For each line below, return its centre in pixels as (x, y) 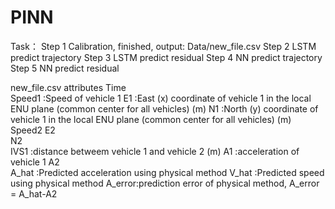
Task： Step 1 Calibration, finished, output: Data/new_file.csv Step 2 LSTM (163, 46)
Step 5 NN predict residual (65, 68)
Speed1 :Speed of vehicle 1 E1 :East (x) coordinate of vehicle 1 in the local (161, 98)
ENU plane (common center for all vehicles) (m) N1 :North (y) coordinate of (164, 108)
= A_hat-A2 (34, 193)
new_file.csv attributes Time (68, 87)
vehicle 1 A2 (35, 162)
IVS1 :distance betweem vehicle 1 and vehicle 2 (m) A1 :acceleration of (155, 151)
